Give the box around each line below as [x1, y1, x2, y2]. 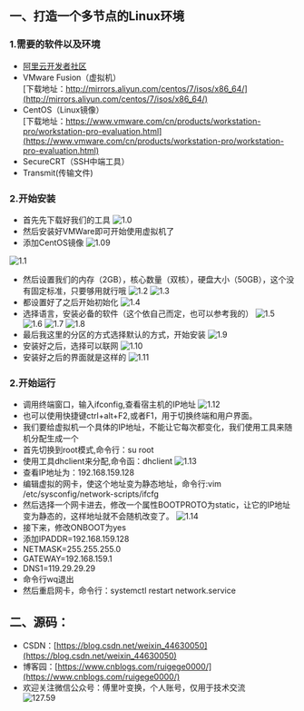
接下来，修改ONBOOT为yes [22, 522, 127, 533]
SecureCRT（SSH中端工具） [22, 155, 130, 166]
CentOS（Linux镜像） [22, 104, 104, 115]
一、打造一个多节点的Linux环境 [9, 8, 184, 25]
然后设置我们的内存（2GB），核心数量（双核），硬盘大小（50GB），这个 [22, 273, 287, 284]
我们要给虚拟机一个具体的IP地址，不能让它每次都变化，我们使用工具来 [22, 421, 285, 433]
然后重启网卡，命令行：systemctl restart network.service [22, 585, 236, 597]
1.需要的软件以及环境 [9, 38, 101, 51]
